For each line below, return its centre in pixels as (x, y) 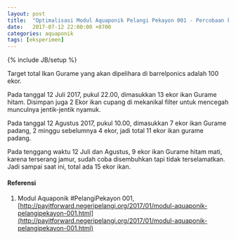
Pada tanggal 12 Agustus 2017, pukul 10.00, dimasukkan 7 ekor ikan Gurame (117, 123)
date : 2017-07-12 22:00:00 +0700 (59, 27)
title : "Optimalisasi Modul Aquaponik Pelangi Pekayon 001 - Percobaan (116, 20)
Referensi (22, 183)
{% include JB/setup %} (42, 60)
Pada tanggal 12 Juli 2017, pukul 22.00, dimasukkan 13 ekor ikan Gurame (112, 95)
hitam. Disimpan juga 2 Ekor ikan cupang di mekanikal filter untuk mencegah (118, 102)
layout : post (26, 14)
